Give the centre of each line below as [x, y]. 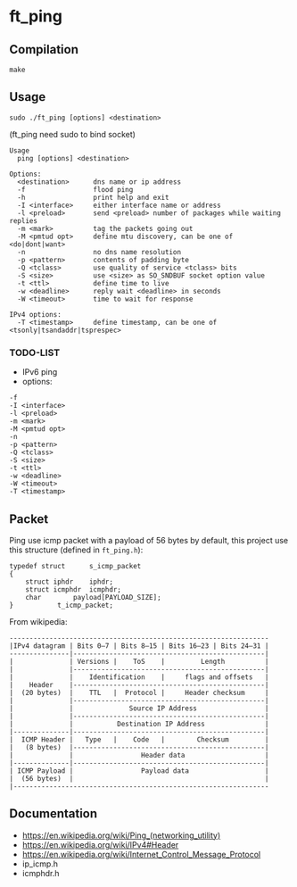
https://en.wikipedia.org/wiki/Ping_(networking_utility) [121, 835]
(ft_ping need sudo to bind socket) [73, 134]
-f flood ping [75, 189]
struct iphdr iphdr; [70, 582]
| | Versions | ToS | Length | [139, 661]
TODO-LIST [35, 352]
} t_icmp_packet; [62, 605]
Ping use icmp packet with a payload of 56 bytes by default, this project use [149, 540]
